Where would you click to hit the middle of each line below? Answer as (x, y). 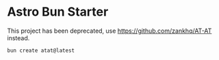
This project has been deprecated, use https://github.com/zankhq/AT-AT (109, 31)
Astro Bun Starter (58, 12)
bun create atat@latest (41, 50)
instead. (18, 37)
